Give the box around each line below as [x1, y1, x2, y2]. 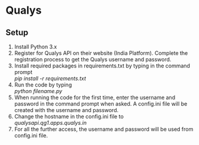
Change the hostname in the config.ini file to [14, 113, 124, 120]
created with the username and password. [14, 107, 119, 113]
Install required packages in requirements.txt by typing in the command [14, 62, 191, 69]
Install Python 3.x [14, 43, 57, 50]
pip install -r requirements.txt [14, 75, 86, 82]
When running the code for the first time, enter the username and [14, 94, 176, 101]
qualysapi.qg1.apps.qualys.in [14, 119, 87, 126]
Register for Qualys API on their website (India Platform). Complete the [14, 50, 188, 57]
